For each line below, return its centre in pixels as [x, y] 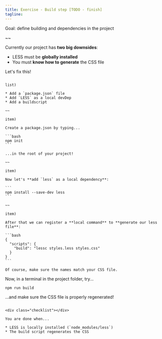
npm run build [20, 288]
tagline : [14, 14]
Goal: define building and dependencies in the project [60, 28]
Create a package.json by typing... [43, 128]
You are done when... [27, 319]
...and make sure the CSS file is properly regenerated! [60, 297]
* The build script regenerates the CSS [47, 332]
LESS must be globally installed [45, 56]
